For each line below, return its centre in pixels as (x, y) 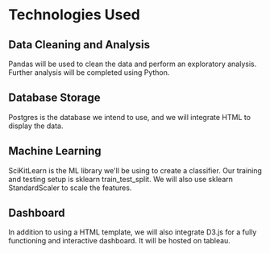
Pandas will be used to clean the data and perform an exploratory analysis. (133, 64)
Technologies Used (75, 15)
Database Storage (54, 98)
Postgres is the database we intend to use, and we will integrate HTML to (130, 117)
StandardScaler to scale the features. (70, 188)
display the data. (36, 126)
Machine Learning (55, 151)
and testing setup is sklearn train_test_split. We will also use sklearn (121, 179)
